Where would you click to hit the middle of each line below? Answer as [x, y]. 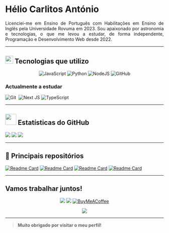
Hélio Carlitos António [52, 9]
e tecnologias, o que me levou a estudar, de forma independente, [84, 34]
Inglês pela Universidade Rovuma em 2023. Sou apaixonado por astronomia [84, 28]
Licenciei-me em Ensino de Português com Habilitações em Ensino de [84, 23]
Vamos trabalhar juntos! [44, 189]
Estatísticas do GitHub [53, 123]
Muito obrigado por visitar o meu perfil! [59, 225]
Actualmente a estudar [34, 87]
